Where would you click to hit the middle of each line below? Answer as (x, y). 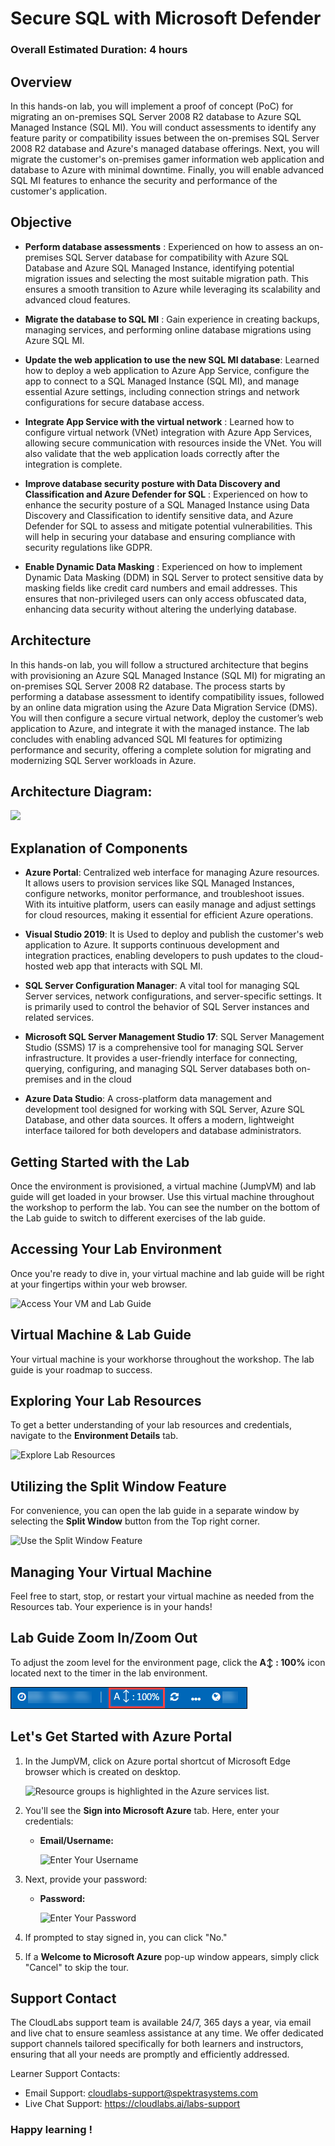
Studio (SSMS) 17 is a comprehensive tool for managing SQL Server (164, 1048)
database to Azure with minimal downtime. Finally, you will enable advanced (167, 169)
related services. (59, 1018)
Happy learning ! (51, 2130)
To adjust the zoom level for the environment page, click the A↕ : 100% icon (168, 1662)
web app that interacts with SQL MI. (129, 966)
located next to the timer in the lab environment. (109, 1673)
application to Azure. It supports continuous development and (152, 945)
